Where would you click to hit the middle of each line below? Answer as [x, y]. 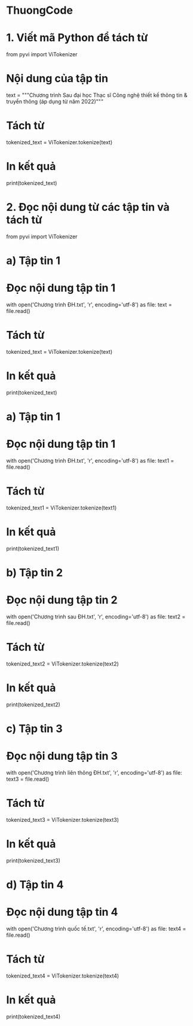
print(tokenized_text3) [33, 860]
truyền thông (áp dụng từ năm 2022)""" [55, 102]
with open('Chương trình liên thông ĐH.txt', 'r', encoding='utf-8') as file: [94, 772]
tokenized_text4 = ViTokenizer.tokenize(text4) [63, 976]
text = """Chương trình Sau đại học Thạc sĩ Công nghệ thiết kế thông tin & [97, 95]
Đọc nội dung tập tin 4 [62, 912]
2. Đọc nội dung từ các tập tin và [88, 207]
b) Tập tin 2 [35, 573]
